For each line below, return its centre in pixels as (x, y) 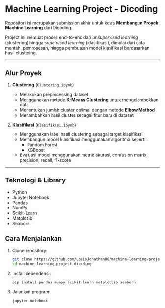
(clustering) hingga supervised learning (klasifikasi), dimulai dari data (75, 42)
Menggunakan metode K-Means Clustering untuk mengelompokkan (89, 100)
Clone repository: (30, 251)
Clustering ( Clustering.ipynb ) (43, 85)
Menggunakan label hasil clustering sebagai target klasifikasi (81, 134)
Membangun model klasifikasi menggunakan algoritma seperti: (83, 139)
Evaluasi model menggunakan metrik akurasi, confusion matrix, (84, 155)
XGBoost (36, 150)
